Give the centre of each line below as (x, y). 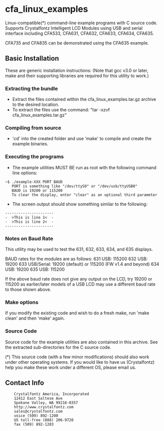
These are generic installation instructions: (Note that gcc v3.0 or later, (77, 70)
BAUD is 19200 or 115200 (37, 191)
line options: (25, 173)
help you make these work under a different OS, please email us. (71, 367)
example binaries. (30, 144)
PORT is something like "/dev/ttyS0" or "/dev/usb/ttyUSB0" (75, 186)
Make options (22, 302)
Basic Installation (32, 59)
